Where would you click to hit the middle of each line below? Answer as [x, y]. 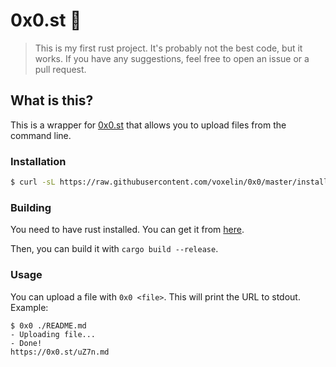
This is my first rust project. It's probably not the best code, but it [168, 48]
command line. [41, 135]
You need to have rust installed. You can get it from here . [127, 230]
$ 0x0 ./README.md [48, 325]
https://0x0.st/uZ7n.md [60, 352]
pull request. [60, 69]
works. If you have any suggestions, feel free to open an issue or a [172, 58]
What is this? [52, 100]
